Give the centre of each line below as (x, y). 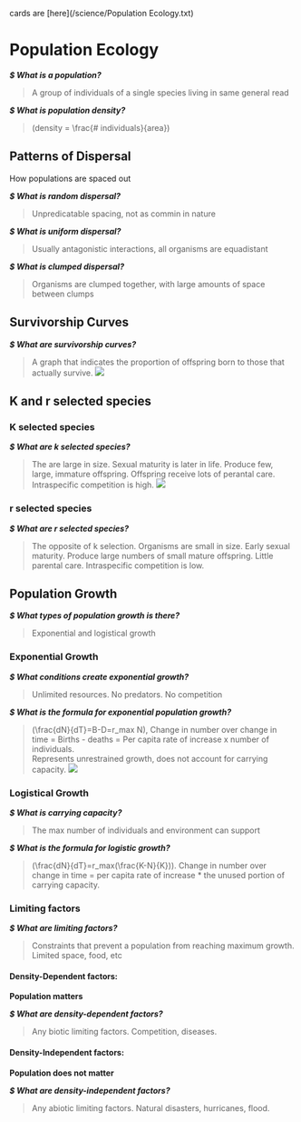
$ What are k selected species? (70, 447)
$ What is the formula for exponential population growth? (121, 712)
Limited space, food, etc (77, 956)
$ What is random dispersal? (65, 195)
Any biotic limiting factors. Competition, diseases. (124, 1032)
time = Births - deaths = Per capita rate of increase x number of (150, 739)
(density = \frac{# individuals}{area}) (101, 127)
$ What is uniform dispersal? (65, 231)
